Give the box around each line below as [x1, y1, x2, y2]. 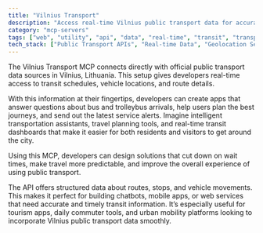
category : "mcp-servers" [8, 26, 89, 34]
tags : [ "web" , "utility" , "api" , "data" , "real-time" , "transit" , [8, 33, 229, 42]
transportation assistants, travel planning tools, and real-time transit [8, 119, 227, 129]
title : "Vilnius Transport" [8, 11, 100, 20]
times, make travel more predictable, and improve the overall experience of [8, 159, 250, 169]
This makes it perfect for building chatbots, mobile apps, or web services [8, 191, 244, 201]
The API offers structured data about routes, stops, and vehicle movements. [8, 183, 253, 192]
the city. [8, 136, 34, 145]
